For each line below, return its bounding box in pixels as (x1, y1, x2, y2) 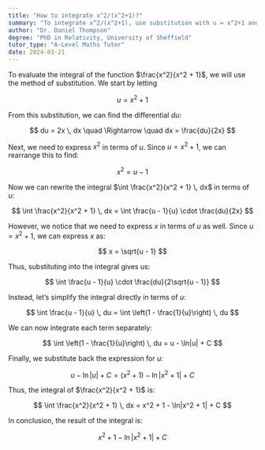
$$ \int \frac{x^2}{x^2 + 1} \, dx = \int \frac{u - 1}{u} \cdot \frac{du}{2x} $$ (11, 206, 254, 216)
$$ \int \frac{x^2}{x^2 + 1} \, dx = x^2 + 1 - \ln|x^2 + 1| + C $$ (33, 400, 232, 411)
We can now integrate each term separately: (8, 323, 152, 332)
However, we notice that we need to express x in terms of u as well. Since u (8, 221, 254, 231)
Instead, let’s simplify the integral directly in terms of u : (8, 292, 187, 302)
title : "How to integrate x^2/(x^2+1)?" (8, 11, 144, 20)
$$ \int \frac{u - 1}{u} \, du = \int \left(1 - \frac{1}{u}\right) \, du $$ (26, 307, 239, 317)
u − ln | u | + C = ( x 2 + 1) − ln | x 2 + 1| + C (70, 369, 195, 380)
